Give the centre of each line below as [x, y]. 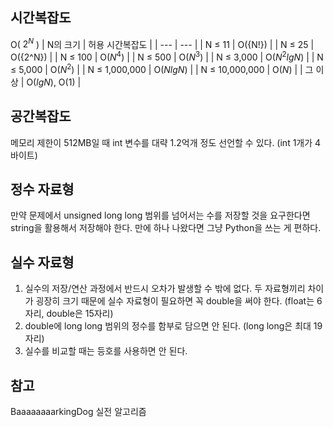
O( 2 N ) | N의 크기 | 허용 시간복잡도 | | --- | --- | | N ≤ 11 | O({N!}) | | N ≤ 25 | [162, 43]
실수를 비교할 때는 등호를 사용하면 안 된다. [106, 351]
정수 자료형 [42, 189]
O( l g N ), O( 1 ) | [54, 82]
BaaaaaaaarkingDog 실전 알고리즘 [78, 412]
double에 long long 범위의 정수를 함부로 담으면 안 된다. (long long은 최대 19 [173, 326]
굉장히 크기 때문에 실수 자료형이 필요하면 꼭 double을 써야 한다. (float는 [175, 301]
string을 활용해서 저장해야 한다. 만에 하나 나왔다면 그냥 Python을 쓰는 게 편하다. [166, 228]
